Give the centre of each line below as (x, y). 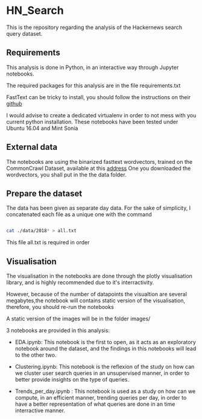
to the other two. (36, 355)
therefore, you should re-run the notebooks (60, 307)
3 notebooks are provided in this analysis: (58, 331)
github (14, 103)
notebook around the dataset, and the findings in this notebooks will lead (106, 349)
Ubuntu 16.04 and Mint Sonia (42, 128)
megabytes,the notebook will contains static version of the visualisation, (96, 300)
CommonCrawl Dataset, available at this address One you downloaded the (99, 168)
